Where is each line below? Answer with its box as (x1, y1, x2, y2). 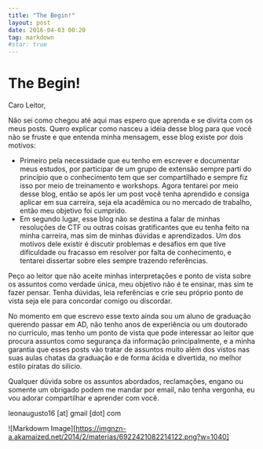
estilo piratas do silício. (8, 362, 82, 371)
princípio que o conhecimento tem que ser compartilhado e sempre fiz (19, 173, 248, 182)
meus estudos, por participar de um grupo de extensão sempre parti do (19, 164, 252, 173)
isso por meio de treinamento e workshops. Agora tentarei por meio (19, 181, 239, 191)
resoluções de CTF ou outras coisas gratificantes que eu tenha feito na (19, 223, 250, 232)
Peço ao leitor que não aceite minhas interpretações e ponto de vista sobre (8, 272, 251, 281)
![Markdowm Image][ (8, 424, 76, 433)
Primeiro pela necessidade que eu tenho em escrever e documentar (19, 156, 239, 166)
